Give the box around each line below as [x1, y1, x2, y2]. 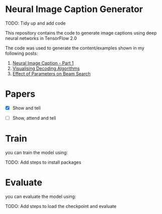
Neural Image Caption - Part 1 [12, 60, 74, 66]
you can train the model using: [5, 149, 68, 155]
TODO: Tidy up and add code [5, 20, 66, 26]
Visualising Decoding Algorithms [12, 65, 80, 71]
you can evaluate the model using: [5, 193, 76, 199]
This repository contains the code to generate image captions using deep [5, 30, 157, 36]
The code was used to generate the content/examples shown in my [5, 45, 144, 51]
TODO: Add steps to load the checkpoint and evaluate [5, 203, 117, 209]
